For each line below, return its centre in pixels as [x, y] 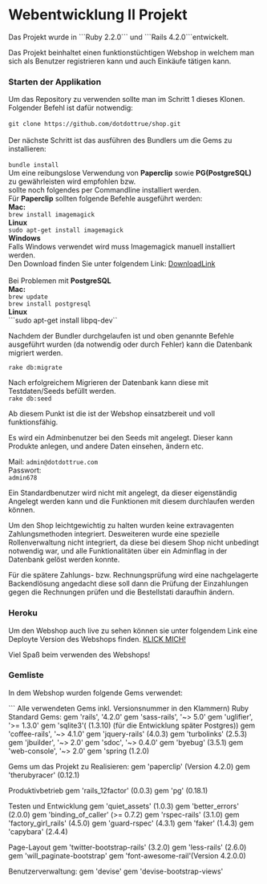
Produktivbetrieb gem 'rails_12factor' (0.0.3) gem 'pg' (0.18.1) [108, 790]
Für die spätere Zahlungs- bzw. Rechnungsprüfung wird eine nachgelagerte [133, 575]
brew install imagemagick [51, 215]
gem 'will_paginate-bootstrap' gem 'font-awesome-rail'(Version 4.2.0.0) [127, 855]
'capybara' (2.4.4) [38, 831]
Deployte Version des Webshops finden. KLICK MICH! [97, 639]
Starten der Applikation [55, 82]
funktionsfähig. [33, 422]
